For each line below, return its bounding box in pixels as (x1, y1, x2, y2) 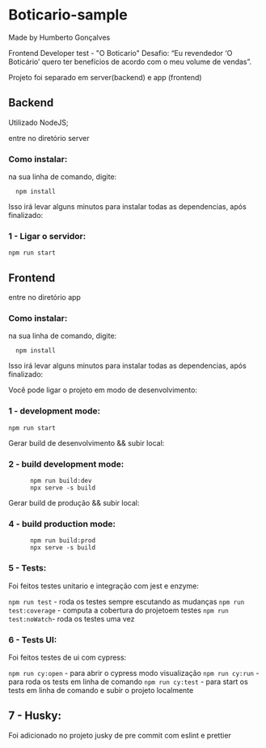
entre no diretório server (8, 133, 90, 143)
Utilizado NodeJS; (8, 118, 69, 127)
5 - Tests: (8, 562, 47, 574)
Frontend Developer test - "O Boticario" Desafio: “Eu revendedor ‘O (8, 48, 233, 58)
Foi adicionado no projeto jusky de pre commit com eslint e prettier (8, 730, 232, 740)
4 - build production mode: (8, 518, 116, 529)
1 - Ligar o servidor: (8, 230, 87, 241)
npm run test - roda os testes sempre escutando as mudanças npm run (8, 596, 245, 606)
